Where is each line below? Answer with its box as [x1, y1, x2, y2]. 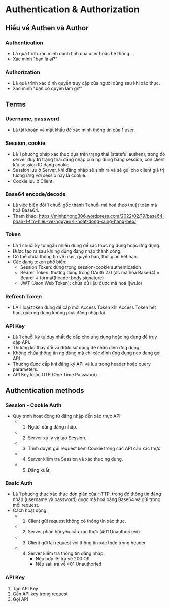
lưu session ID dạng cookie [12, 162, 70, 168]
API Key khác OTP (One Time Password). [12, 372, 99, 378]
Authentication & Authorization [5, 4, 140, 15]
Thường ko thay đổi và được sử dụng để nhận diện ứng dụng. [12, 345, 141, 351]
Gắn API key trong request [12, 591, 68, 597]
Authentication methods [5, 386, 84, 395]
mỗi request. [12, 502, 39, 508]
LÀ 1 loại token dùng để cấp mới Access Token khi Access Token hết [12, 304, 156, 310]
